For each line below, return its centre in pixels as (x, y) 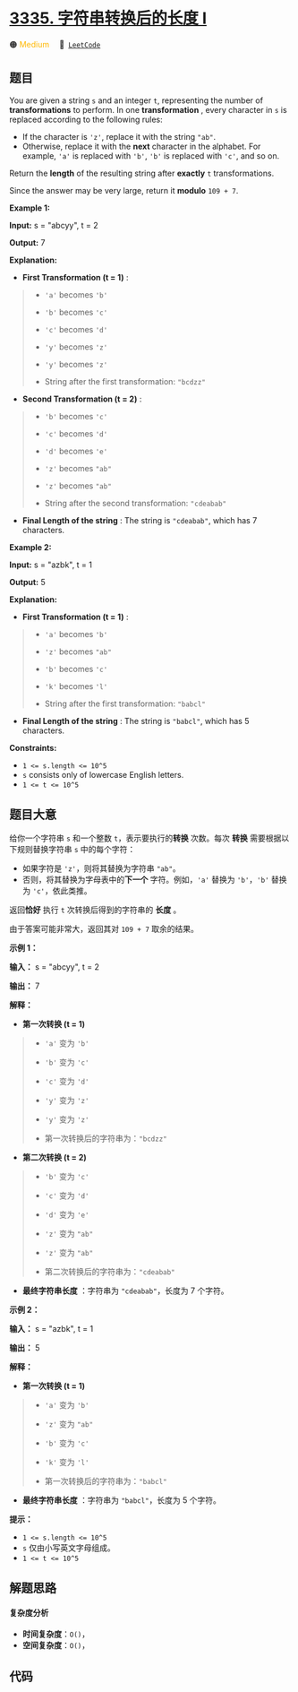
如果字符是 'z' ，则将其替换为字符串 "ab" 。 (101, 868)
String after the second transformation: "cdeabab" (136, 503)
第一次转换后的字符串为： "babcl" (106, 1480)
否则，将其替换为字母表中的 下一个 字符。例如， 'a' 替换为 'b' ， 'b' (146, 879)
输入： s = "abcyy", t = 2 (55, 967)
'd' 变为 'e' (67, 1214)
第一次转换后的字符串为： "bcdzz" (106, 1138)
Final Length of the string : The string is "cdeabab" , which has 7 (140, 520)
